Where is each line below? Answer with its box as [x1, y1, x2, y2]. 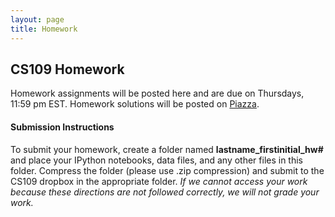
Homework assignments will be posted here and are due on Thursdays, [10, 87, 305, 100]
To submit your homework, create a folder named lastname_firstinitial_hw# [10, 143, 324, 155]
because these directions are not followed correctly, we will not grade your [10, 186, 320, 198]
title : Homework [10, 24, 78, 34]
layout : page [10, 14, 65, 25]
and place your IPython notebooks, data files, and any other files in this [10, 154, 304, 166]
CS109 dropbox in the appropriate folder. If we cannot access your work [10, 175, 308, 187]
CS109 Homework [10, 61, 125, 78]
